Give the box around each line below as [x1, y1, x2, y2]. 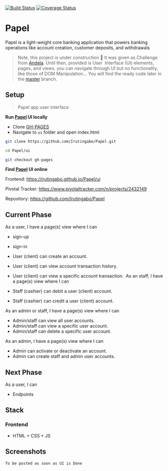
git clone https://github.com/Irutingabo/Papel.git [5, 139, 116, 144]
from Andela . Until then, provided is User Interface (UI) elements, [17, 60, 154, 66]
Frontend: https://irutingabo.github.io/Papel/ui [5, 176, 101, 182]
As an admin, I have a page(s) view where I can [5, 338, 103, 344]
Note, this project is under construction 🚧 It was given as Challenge [17, 54, 158, 60]
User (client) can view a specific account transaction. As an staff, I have [12, 273, 163, 279]
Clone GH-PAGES [12, 124, 49, 130]
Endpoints [12, 391, 34, 397]
